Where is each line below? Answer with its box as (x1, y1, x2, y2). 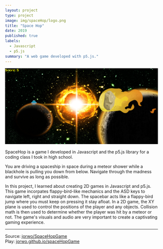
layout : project (5, 8, 38, 13)
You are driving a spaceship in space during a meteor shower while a (5, 163, 143, 169)
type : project (5, 13, 34, 18)
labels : (5, 39, 21, 44)
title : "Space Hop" (5, 23, 45, 28)
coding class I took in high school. (5, 154, 73, 160)
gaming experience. (5, 219, 45, 225)
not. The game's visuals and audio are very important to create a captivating (5, 214, 158, 220)
